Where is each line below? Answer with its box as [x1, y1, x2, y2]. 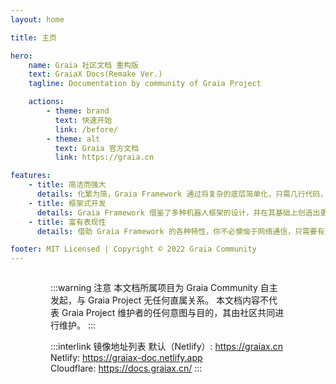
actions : [28, 97, 65, 107]
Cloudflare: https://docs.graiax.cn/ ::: [50, 362, 203, 375]
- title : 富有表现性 [28, 217, 107, 227]
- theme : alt [46, 134, 101, 144]
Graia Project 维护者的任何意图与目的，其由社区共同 [61, 307, 276, 319]
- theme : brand [46, 106, 110, 116]
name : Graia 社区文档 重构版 [28, 60, 139, 70]
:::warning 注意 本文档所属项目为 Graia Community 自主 [50, 282, 278, 294]
